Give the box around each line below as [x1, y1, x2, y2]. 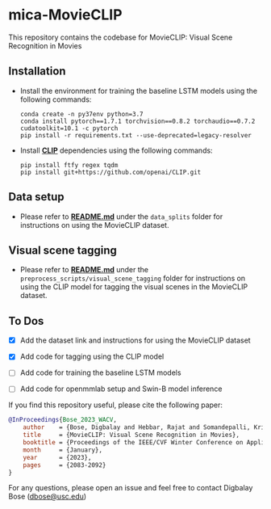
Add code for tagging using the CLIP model [19, 351, 165, 361]
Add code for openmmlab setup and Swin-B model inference [19, 384, 223, 393]
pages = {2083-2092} [23, 461, 106, 469]
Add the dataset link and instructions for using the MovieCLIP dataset [19, 335, 252, 345]
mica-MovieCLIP [8, 6, 123, 24]
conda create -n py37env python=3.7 [19, 110, 144, 118]
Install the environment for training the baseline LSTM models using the [19, 86, 258, 95]
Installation [8, 65, 66, 78]
